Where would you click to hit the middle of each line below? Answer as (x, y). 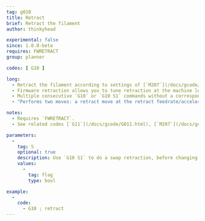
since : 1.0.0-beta (30, 46)
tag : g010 (19, 12)
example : (17, 192)
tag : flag (41, 175)
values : (27, 164)
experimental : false (33, 40)
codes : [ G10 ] (26, 68)
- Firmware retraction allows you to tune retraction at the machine (102, 90)
